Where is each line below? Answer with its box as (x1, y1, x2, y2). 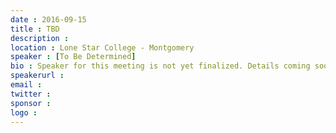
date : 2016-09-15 (10, 14, 87, 25)
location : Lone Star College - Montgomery (10, 42, 195, 53)
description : (10, 33, 70, 43)
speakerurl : (10, 71, 65, 81)
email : (10, 80, 43, 90)
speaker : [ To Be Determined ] (10, 52, 137, 62)
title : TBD (10, 24, 60, 34)
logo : (10, 107, 38, 118)
